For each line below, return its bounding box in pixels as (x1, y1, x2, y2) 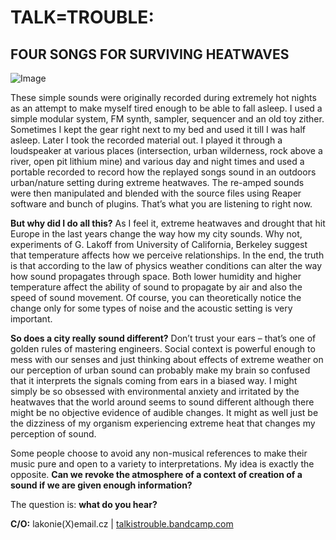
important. (10, 313, 53, 325)
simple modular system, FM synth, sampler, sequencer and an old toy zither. (10, 113, 325, 125)
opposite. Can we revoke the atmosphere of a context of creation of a (10, 469, 303, 480)
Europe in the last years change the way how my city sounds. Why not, (10, 228, 303, 240)
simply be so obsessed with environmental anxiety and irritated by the (10, 386, 300, 397)
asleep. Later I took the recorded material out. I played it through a (10, 134, 283, 146)
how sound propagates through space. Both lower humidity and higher (10, 271, 302, 282)
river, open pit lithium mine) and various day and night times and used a (10, 156, 305, 167)
